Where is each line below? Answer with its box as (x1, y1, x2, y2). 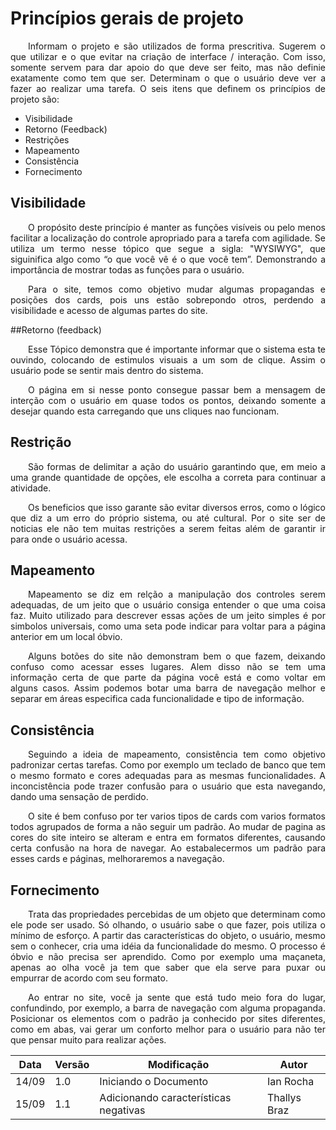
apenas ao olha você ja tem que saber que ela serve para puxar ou (10, 962, 326, 973)
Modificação (147, 1058, 210, 1071)
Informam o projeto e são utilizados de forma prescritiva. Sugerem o (28, 40, 326, 52)
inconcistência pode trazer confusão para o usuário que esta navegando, (10, 780, 326, 792)
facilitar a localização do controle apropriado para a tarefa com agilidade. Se (10, 232, 326, 244)
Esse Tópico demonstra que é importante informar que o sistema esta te (28, 343, 326, 355)
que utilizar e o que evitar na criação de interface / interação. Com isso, (10, 50, 326, 62)
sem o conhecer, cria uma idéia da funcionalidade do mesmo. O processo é (10, 940, 326, 952)
